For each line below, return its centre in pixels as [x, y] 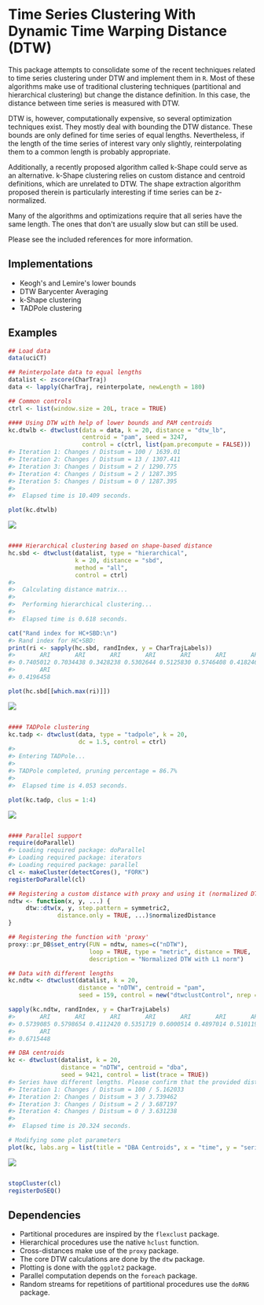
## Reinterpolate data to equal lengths [75, 372]
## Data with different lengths [61, 973]
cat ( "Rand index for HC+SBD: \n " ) [63, 633]
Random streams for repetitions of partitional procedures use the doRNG [134, 1285]
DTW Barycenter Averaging [64, 291]
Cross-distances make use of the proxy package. [99, 1251]
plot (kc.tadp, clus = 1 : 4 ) [52, 800]
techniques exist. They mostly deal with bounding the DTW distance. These [130, 127]
